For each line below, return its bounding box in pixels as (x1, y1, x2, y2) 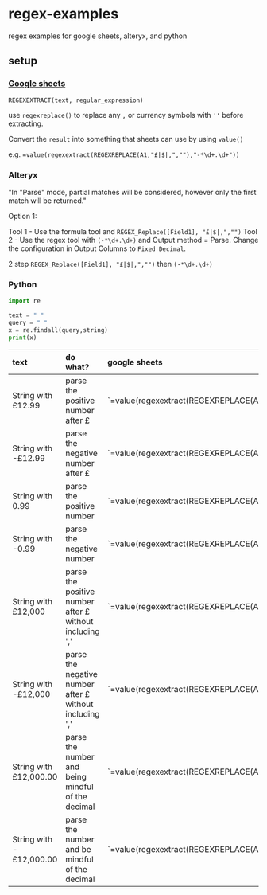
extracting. (8, 119, 44, 128)
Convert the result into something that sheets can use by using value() (8, 134, 244, 143)
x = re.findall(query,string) (8, 326, 109, 334)
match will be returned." (8, 196, 87, 205)
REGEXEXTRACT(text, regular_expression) (8, 96, 145, 104)
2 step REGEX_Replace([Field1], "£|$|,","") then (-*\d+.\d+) (8, 259, 213, 268)
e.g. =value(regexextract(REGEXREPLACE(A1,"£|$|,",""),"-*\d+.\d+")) (8, 149, 240, 159)
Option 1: (8, 211, 37, 221)
